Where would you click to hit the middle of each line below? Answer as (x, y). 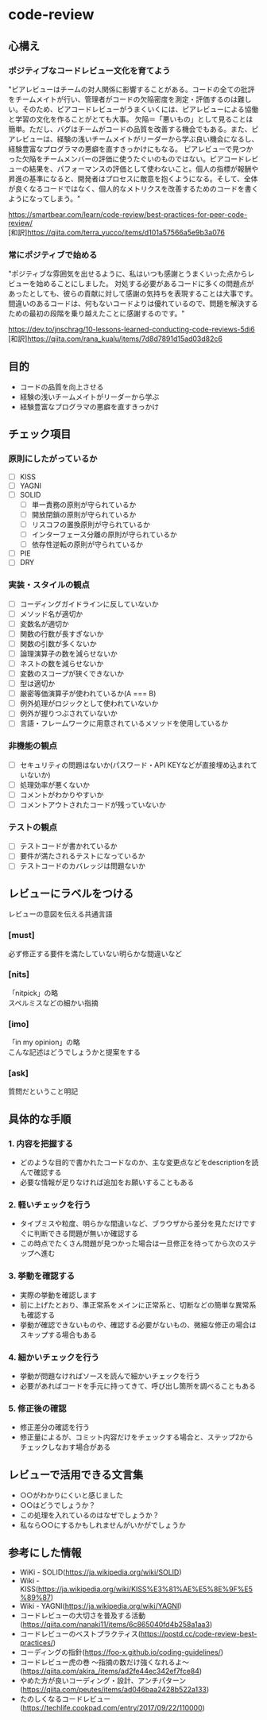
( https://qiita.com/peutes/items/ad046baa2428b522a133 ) (114, 1689)
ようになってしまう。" (44, 198)
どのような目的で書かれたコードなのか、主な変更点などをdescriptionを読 (139, 1163)
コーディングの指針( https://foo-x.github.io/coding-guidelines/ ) (122, 1652)
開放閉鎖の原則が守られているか (84, 514)
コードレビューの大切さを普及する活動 (82, 1615)
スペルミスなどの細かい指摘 (54, 1002)
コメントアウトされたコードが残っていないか (93, 804)
